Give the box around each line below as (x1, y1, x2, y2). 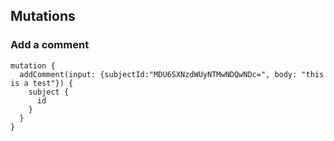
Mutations (10, 8, 76, 25)
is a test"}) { (10, 78, 74, 88)
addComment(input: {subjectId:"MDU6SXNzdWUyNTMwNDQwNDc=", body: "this (19, 69, 325, 79)
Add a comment (10, 38, 90, 52)
